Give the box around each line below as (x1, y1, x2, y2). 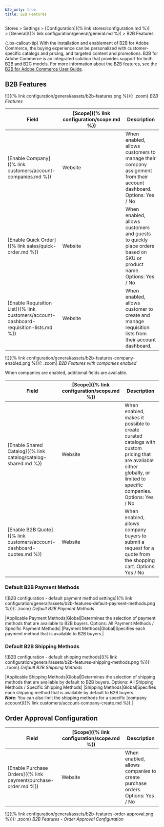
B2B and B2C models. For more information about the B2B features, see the (5, 61, 157, 67)
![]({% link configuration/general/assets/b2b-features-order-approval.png (5, 811, 154, 817)
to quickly (125, 236, 148, 243)
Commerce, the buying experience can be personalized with (5, 45, 127, 51)
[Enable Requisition (7, 300, 52, 306)
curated (124, 432, 143, 439)
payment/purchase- (7, 777, 55, 783)
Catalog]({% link (7, 448, 45, 455)
